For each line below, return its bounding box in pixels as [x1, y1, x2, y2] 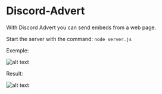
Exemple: [6, 46, 29, 54]
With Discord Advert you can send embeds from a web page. [6, 24, 157, 31]
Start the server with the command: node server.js [6, 35, 132, 42]
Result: [6, 70, 23, 77]
